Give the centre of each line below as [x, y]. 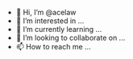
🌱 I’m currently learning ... [59, 29]
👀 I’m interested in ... [50, 21]
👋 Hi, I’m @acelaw [46, 12]
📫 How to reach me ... [53, 47]
